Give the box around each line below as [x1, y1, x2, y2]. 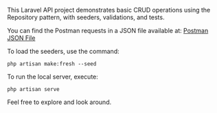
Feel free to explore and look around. [7, 98, 112, 106]
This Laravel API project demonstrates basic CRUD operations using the [7, 6, 211, 14]
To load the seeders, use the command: [7, 48, 119, 55]
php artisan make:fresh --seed [7, 61, 97, 68]
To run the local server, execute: [7, 72, 98, 81]
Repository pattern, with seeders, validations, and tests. [7, 13, 165, 21]
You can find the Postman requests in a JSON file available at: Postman [7, 27, 209, 34]
